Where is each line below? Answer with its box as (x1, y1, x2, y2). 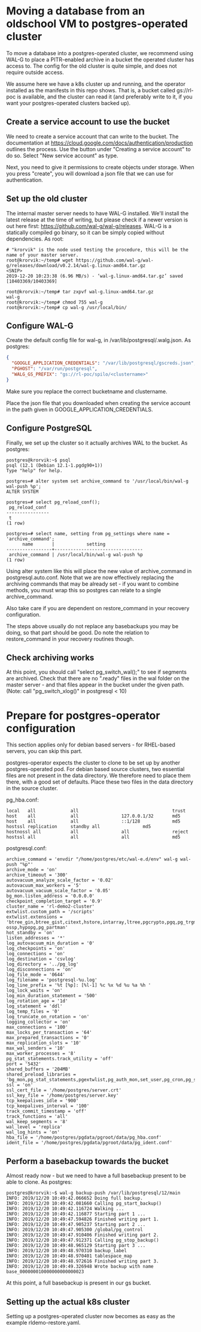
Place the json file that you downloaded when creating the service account (6, 399, 191, 406)
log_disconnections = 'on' (6, 967, 74, 973)
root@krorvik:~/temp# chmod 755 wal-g (6, 299, 103, 305)
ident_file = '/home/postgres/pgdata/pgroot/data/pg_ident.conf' (6, 1140, 172, 1146)
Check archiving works (6, 652, 95, 662)
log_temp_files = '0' (6, 1009, 60, 1015)
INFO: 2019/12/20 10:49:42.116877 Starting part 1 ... (6, 1211, 146, 1217)
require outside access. (6, 68, 64, 76)
